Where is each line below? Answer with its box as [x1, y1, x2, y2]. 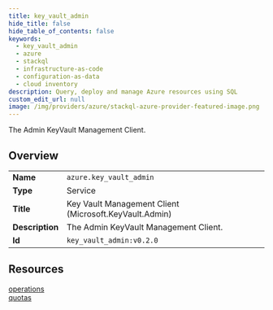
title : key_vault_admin [8, 11, 89, 20]
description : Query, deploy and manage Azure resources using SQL [8, 87, 238, 96]
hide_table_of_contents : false [8, 27, 115, 35]
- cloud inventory [15, 80, 79, 88]
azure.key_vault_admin [66, 172, 154, 181]
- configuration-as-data [15, 72, 100, 81]
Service [66, 185, 96, 196]
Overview [8, 148, 59, 163]
